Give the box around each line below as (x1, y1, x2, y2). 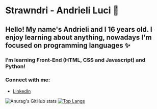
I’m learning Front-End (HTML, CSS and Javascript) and (5, 56, 146, 63)
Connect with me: (5, 76, 50, 83)
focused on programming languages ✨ (5, 41, 131, 50)
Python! (5, 62, 25, 70)
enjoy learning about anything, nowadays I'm (5, 33, 152, 41)
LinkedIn (12, 88, 31, 94)
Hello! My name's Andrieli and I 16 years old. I (5, 25, 152, 34)
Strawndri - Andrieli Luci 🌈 (5, 5, 119, 16)
